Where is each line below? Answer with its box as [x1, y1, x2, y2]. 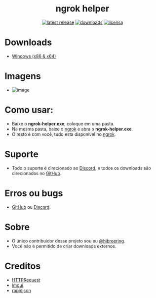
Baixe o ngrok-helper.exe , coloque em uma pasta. [11, 120, 115, 126]
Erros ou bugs [4, 187, 63, 199]
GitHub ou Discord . [11, 204, 51, 210]
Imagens [4, 70, 41, 82]
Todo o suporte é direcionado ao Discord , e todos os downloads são [11, 165, 151, 171]
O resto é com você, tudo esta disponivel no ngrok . [11, 131, 117, 137]
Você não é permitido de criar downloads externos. [11, 243, 117, 249]
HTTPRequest [11, 277, 40, 283]
